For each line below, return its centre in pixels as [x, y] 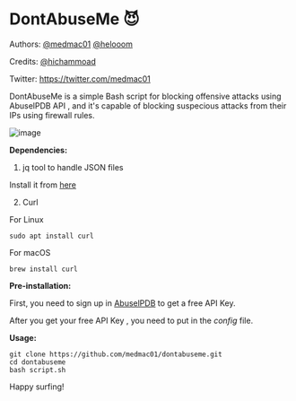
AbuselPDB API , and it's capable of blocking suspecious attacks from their [148, 105]
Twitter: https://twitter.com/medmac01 [80, 78]
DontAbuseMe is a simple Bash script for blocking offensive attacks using [145, 96]
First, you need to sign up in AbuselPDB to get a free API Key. [122, 303]
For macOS [30, 252]
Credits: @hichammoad [53, 61]
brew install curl [44, 269]
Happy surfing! [37, 387]
